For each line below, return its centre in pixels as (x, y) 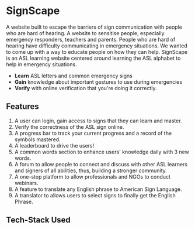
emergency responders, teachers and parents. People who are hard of (91, 39)
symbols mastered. (37, 139)
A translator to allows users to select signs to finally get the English (95, 195)
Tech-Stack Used (39, 220)
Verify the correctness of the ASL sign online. (69, 127)
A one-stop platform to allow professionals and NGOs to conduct (93, 176)
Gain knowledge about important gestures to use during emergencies (98, 82)
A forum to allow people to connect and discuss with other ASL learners (101, 164)
